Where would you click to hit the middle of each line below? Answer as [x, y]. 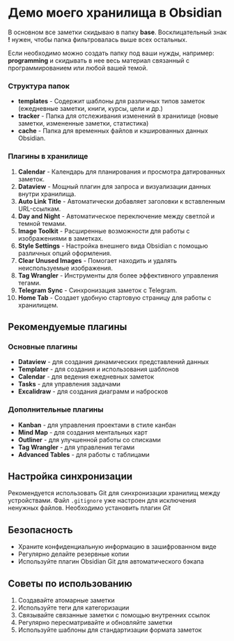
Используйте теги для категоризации [73, 608]
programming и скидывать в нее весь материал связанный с [99, 60]
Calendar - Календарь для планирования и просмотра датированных [122, 172]
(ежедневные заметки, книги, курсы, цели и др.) [90, 109]
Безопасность [40, 530]
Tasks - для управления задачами [69, 384]
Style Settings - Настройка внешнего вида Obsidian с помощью [113, 246]
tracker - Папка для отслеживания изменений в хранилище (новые [118, 116]
